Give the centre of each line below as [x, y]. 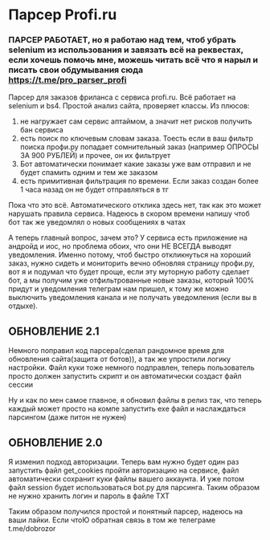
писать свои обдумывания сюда [76, 70]
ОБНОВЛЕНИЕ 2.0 [55, 443]
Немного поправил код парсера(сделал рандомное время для [117, 351]
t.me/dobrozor [32, 529]
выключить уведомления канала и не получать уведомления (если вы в [133, 298]
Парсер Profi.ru [63, 15]
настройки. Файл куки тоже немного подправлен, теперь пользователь [131, 367]
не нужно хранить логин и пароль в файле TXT [89, 496]
